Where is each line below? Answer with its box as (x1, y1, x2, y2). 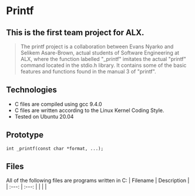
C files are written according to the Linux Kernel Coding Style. (14, 107, 164, 114)
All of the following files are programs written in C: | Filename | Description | (6, 177, 190, 184)
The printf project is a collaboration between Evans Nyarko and (20, 43, 174, 50)
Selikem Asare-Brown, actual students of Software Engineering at (20, 49, 180, 56)
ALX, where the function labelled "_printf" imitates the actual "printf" (20, 56, 186, 62)
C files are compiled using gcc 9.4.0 (14, 100, 102, 107)
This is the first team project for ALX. (6, 28, 144, 38)
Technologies (6, 85, 58, 95)
